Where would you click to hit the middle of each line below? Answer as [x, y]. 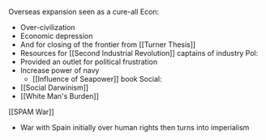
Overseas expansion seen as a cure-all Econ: [84, 12]
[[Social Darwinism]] [54, 87]
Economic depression [56, 36]
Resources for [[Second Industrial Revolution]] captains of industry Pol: [139, 53]
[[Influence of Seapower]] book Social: [97, 79]
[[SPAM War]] [31, 112]
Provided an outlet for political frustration [89, 62]
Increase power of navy [60, 70]
